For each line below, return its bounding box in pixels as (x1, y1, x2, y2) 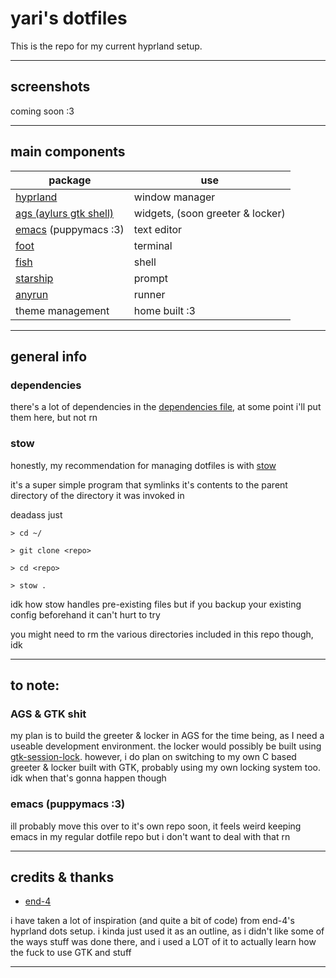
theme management (15, 303, 110, 317)
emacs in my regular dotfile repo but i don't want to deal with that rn (10, 830, 291, 842)
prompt (133, 271, 169, 285)
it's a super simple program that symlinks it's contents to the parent (10, 478, 288, 491)
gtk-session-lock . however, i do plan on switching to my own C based (10, 751, 297, 763)
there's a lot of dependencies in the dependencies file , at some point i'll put (10, 401, 322, 413)
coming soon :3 (10, 105, 75, 117)
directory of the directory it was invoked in (10, 489, 185, 501)
